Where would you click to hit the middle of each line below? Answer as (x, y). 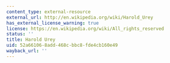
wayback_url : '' (27, 51)
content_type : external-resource (49, 12)
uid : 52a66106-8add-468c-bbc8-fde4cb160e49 (62, 46)
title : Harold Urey (31, 40)
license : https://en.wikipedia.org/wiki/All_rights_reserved (85, 28)
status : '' (20, 34)
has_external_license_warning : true (53, 23)
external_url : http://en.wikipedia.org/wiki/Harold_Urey (80, 17)
